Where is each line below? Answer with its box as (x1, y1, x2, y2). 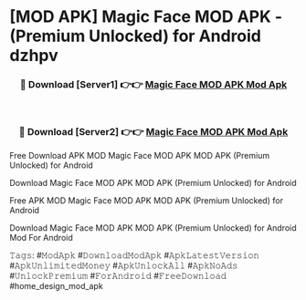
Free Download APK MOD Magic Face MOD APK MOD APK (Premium (9, 150, 270, 160)
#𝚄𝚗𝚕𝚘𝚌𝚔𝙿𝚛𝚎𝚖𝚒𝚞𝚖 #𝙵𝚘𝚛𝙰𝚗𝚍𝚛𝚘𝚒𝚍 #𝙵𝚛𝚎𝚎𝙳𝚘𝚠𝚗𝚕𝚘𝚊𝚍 (9, 270, 227, 281)
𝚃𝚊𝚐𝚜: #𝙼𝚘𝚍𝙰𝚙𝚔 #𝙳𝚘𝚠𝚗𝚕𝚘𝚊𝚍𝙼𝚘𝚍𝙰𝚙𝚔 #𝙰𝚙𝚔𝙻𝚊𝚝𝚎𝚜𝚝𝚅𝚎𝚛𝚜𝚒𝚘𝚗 (9, 249, 260, 261)
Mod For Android (9, 232, 73, 243)
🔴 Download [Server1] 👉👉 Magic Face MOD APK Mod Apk (19, 78, 288, 91)
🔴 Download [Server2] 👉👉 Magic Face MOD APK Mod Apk (18, 126, 289, 139)
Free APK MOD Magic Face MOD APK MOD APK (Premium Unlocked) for (9, 194, 283, 206)
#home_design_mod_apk (9, 280, 103, 291)
